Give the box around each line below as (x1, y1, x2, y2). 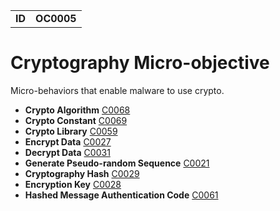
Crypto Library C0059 (24, 125, 118, 137)
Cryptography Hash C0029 (24, 167, 140, 179)
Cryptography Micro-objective (10, 52, 270, 74)
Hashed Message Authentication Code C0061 (24, 189, 219, 201)
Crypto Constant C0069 (24, 114, 128, 126)
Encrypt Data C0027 (24, 135, 112, 148)
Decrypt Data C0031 (24, 146, 111, 158)
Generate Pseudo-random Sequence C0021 (24, 157, 210, 169)
